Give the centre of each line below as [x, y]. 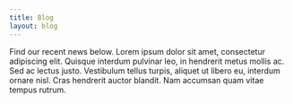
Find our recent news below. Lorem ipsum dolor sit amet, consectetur [138, 51]
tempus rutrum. [38, 90]
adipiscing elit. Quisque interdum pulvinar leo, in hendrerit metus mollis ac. [147, 61]
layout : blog [34, 26]
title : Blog [31, 17]
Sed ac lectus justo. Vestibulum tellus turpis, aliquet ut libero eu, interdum [145, 70]
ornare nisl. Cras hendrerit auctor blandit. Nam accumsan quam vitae [137, 80]
